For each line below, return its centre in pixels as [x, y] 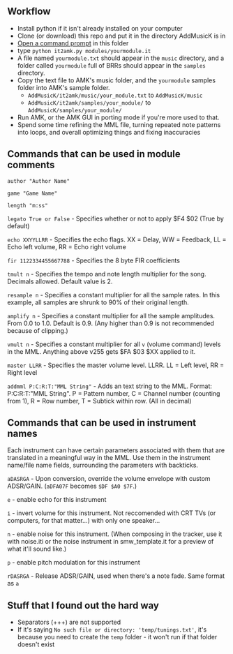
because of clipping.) [38, 330]
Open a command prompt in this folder [73, 43]
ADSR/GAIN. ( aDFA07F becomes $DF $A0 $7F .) [72, 486]
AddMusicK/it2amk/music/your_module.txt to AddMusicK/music [115, 95]
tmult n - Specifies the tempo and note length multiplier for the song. [107, 274]
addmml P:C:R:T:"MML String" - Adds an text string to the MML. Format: [110, 386]
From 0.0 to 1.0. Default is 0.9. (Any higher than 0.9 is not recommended [111, 323]
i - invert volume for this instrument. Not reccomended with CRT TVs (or [112, 513]
